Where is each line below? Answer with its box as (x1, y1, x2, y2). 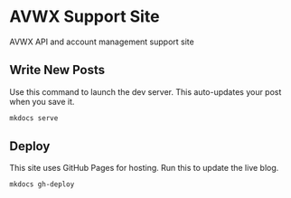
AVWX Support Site (9, 6, 160, 27)
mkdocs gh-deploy (9, 180, 75, 189)
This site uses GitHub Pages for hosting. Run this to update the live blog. (9, 163, 279, 174)
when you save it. (9, 96, 75, 107)
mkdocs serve (9, 113, 59, 123)
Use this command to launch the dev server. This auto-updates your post (9, 86, 282, 97)
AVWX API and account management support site (9, 36, 194, 47)
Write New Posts (9, 62, 106, 78)
